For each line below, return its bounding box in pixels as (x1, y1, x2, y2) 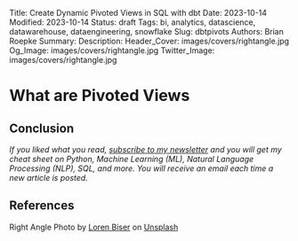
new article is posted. (9, 173, 89, 183)
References (9, 198, 75, 214)
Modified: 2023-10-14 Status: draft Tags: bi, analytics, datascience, (9, 17, 256, 27)
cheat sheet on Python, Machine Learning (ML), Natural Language (9, 154, 254, 164)
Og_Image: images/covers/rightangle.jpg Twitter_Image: (9, 45, 215, 56)
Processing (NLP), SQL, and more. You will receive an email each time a (9, 163, 274, 174)
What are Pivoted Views (9, 86, 190, 105)
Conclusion (9, 120, 75, 136)
